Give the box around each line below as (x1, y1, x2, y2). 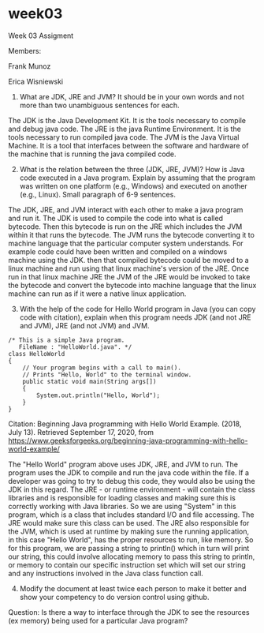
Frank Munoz (8, 61, 51, 71)
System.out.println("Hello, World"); (36, 391, 160, 399)
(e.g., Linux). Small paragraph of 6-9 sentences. (19, 189, 176, 199)
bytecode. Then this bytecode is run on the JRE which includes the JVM (8, 222, 243, 231)
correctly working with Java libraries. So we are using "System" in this (8, 501, 236, 511)
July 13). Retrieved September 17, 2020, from (8, 427, 154, 436)
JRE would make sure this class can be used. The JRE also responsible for (8, 518, 250, 527)
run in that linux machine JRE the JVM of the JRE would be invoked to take (8, 272, 251, 281)
